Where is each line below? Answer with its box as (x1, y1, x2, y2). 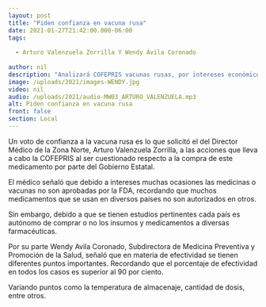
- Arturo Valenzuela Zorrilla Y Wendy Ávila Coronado (15, 48, 196, 56)
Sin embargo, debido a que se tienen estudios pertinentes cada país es (8, 209, 241, 219)
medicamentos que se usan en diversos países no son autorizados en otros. (8, 194, 257, 203)
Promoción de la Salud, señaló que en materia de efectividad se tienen (8, 250, 239, 259)
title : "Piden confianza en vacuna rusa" (8, 19, 147, 27)
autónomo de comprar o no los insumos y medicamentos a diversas (8, 217, 230, 227)
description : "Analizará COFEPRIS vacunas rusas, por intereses (8, 71, 225, 79)
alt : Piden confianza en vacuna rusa (8, 100, 133, 108)
